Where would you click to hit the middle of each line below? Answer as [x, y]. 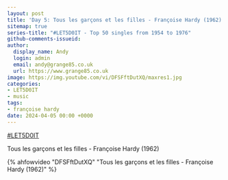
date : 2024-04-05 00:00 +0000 [50, 115]
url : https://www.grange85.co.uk [61, 71]
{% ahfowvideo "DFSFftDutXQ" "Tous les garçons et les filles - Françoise [110, 161]
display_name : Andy [41, 52]
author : [18, 45]
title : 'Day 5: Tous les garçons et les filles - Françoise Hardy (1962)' [116, 20]
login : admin [32, 58]
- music [18, 97]
